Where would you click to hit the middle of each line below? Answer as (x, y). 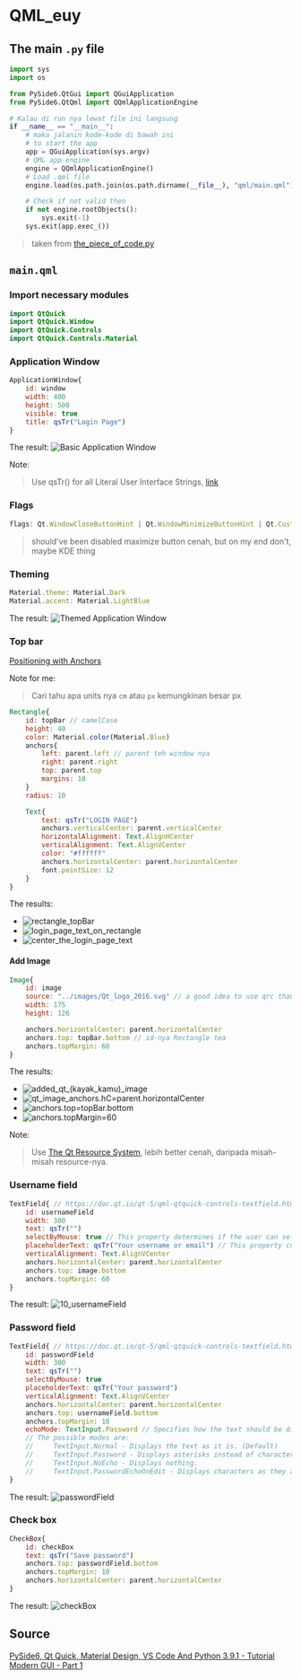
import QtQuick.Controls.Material (74, 339)
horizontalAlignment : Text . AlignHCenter (118, 837)
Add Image (30, 960)
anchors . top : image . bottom (76, 1271)
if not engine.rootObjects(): (82, 210)
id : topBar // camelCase (72, 720)
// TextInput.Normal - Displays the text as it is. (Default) (152, 1447)
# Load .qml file (58, 177)
